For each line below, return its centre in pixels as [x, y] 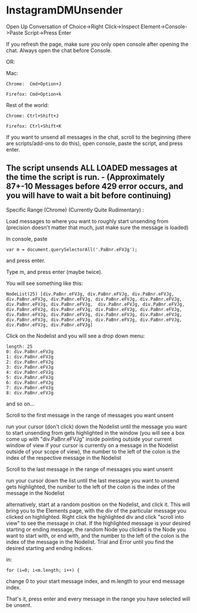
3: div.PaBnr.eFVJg [30, 367]
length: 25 [19, 346]
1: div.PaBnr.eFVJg [30, 357]
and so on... [21, 404]
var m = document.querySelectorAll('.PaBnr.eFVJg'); [72, 249]
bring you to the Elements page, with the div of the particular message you [96, 510]
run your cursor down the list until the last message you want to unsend [93, 480]
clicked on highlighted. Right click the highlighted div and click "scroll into [95, 517]
